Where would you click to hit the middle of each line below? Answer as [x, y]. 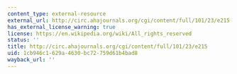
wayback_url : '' [31, 60]
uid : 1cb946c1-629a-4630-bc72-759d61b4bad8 [73, 54]
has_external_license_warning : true [61, 27]
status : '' [23, 40]
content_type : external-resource [57, 14]
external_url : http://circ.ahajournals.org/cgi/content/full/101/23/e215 [119, 20]
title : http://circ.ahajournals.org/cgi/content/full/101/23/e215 [108, 47]
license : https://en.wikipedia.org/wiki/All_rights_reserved [100, 33]
